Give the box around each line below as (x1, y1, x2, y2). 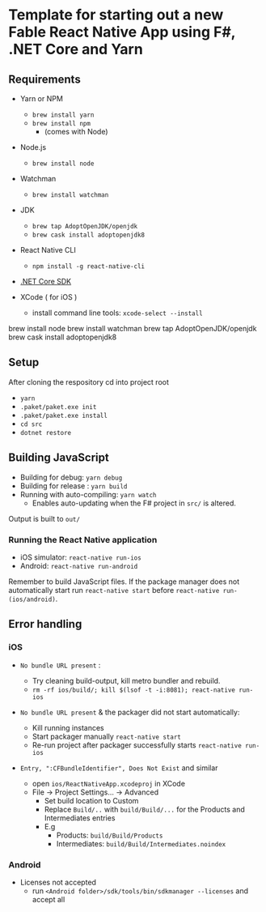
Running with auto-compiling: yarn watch (19, 489, 157, 499)
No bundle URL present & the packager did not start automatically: (19, 707, 240, 717)
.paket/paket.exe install (19, 411, 108, 420)
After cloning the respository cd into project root (8, 377, 170, 386)
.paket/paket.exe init (19, 403, 97, 411)
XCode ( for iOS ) (19, 292, 78, 301)
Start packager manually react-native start (32, 731, 182, 741)
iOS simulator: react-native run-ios (19, 552, 141, 562)
